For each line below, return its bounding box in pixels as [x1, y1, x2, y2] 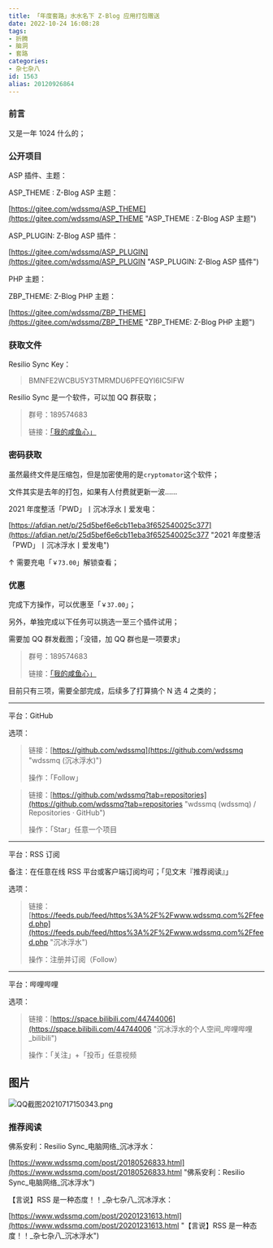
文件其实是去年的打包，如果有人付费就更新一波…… [8, 487, 178, 496]
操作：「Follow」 [28, 773, 83, 782]
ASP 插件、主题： [8, 171, 67, 180]
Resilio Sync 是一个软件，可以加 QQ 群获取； [8, 392, 159, 402]
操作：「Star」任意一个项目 [28, 824, 118, 834]
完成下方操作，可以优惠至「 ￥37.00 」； [8, 599, 136, 609]
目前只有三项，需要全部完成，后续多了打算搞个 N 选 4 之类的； [8, 686, 219, 695]
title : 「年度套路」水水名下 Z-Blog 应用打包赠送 [8, 11, 160, 20]
